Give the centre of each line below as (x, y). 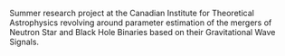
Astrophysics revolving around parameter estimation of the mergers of (141, 23)
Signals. (24, 42)
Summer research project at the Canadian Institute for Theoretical (132, 13)
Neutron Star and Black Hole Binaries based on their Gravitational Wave (142, 32)
